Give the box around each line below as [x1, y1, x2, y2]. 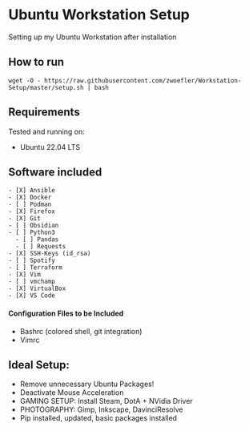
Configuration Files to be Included [8, 308, 124, 318]
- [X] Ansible [8, 187, 56, 195]
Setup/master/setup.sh [8, 83, 84, 91]
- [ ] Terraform [8, 264, 62, 272]
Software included [8, 165, 102, 179]
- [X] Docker [8, 194, 52, 202]
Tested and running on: [8, 127, 86, 136]
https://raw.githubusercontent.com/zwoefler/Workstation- [43, 76, 242, 85]
